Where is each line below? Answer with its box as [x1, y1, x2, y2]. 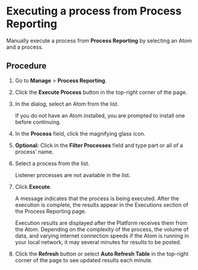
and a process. [6, 43, 43, 51]
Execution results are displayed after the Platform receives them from [14, 219, 188, 227]
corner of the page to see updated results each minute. [14, 256, 153, 263]
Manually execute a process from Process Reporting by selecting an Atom [6, 37, 192, 44]
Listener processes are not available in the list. [14, 171, 131, 178]
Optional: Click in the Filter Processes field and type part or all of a [14, 142, 183, 149]
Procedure [6, 61, 47, 71]
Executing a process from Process [6, 4, 182, 18]
